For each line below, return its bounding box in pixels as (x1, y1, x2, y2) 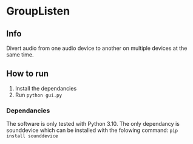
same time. (6, 51, 35, 58)
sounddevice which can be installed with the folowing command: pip (6, 126, 178, 134)
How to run (6, 69, 49, 79)
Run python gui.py (15, 91, 63, 98)
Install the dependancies (15, 84, 77, 92)
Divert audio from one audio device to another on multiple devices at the (6, 44, 188, 52)
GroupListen (6, 4, 70, 18)
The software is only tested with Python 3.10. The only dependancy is (6, 120, 180, 128)
